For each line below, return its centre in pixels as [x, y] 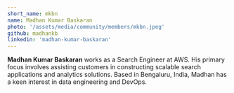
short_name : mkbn [33, 14]
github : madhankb [33, 33]
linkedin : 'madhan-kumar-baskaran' [59, 40]
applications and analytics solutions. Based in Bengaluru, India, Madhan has [117, 75]
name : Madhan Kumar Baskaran [50, 20]
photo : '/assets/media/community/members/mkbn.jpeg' [86, 27]
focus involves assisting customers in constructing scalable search [104, 67]
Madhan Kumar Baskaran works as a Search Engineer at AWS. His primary [116, 59]
